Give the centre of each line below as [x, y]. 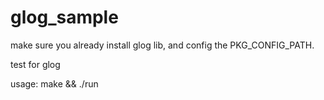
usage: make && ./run [54, 83]
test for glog [35, 64]
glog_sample [64, 17]
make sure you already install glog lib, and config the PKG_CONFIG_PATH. [162, 45]
